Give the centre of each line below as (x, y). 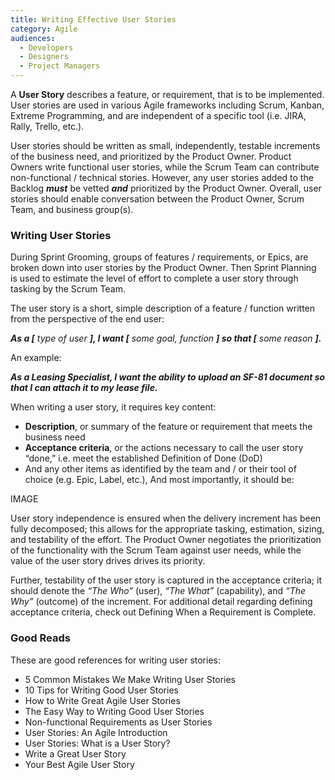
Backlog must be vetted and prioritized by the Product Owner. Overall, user (166, 188)
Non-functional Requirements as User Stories (118, 722)
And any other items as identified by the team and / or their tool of (160, 469)
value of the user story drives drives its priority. (108, 561)
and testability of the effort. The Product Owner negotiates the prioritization (166, 540)
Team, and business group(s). (72, 209)
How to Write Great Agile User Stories (102, 700)
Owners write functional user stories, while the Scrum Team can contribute (165, 167)
